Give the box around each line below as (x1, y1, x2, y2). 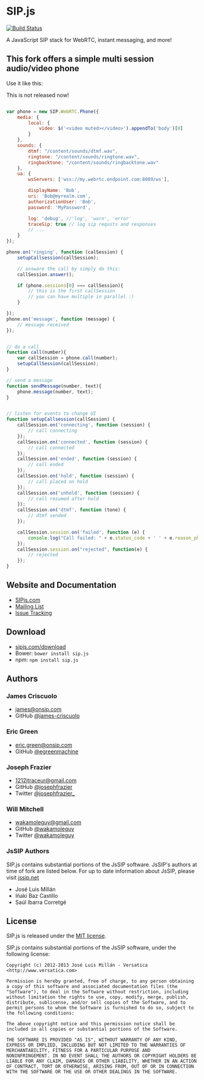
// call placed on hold (28, 478, 88, 485)
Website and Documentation (6, 580, 117, 590)
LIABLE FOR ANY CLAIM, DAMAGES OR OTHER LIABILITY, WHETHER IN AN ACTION (6, 1058, 197, 1064)
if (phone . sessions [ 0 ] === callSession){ (17, 282, 123, 289)
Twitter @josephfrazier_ (15, 789, 75, 797)
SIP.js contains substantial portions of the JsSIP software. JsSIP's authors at (6, 861, 197, 868)
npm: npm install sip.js (15, 656, 79, 663)
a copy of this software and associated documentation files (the (6, 984, 178, 990)
